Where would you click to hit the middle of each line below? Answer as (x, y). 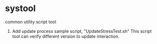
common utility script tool (31, 22)
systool (20, 8)
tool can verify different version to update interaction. (66, 36)
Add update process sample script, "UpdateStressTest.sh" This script (82, 31)
